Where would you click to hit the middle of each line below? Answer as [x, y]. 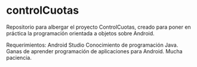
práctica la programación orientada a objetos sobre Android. [81, 33]
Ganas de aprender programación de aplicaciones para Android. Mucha [95, 51]
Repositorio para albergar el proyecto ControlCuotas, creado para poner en [98, 27]
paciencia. [19, 57]
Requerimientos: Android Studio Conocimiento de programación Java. [92, 45]
